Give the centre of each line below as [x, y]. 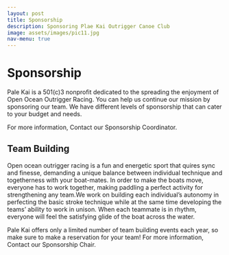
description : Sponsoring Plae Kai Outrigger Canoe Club [88, 26]
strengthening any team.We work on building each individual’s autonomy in [113, 195]
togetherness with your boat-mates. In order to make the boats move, [105, 180]
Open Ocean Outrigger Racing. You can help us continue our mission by [109, 100]
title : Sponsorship [35, 20]
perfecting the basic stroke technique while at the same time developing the [114, 202]
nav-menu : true [29, 39]
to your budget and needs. [45, 114]
